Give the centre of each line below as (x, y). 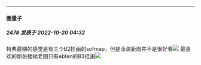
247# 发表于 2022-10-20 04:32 (46, 32)
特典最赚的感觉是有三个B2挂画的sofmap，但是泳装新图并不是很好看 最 (96, 48)
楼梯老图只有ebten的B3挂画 (61, 56)
